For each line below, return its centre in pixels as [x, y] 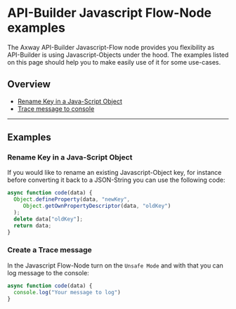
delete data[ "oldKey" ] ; [48, 219]
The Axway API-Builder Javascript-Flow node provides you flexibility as [111, 47]
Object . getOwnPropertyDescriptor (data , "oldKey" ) [97, 206]
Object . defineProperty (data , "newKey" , [72, 199]
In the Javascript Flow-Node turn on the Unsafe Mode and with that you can [115, 265]
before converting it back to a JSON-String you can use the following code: [117, 180]
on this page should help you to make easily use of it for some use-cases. [114, 62]
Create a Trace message [50, 250]
